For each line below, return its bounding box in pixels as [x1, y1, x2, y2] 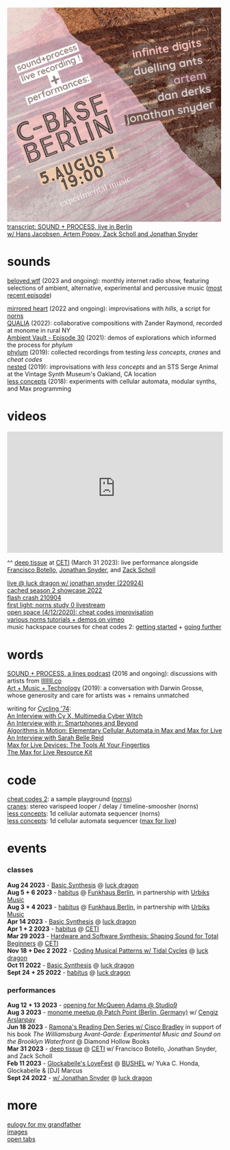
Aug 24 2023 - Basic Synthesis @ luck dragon [7, 881, 139, 889]
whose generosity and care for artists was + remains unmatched [7, 692, 190, 700]
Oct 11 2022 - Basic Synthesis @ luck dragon [7, 961, 135, 969]
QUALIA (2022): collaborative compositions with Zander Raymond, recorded [7, 319, 222, 327]
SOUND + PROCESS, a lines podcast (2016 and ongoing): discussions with [7, 670, 218, 678]
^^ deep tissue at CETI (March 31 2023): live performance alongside [7, 559, 199, 567]
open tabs [7, 1135, 36, 1143]
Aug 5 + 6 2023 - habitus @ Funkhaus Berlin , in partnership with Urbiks [7, 888, 210, 896]
